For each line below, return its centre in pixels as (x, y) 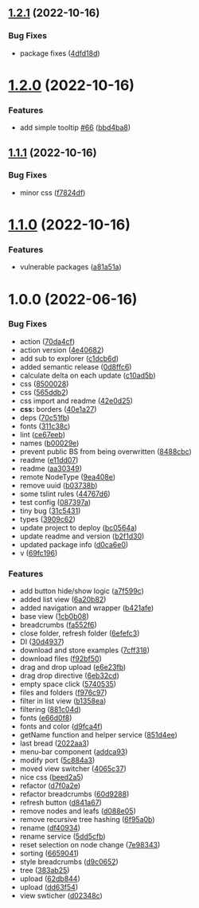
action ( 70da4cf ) (47, 341)
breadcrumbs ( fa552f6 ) (58, 625)
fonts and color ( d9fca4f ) (61, 726)
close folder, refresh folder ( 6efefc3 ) (80, 633)
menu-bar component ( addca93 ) (74, 752)
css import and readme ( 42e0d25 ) (76, 401)
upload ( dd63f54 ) (49, 887)
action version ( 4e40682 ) (62, 350)
